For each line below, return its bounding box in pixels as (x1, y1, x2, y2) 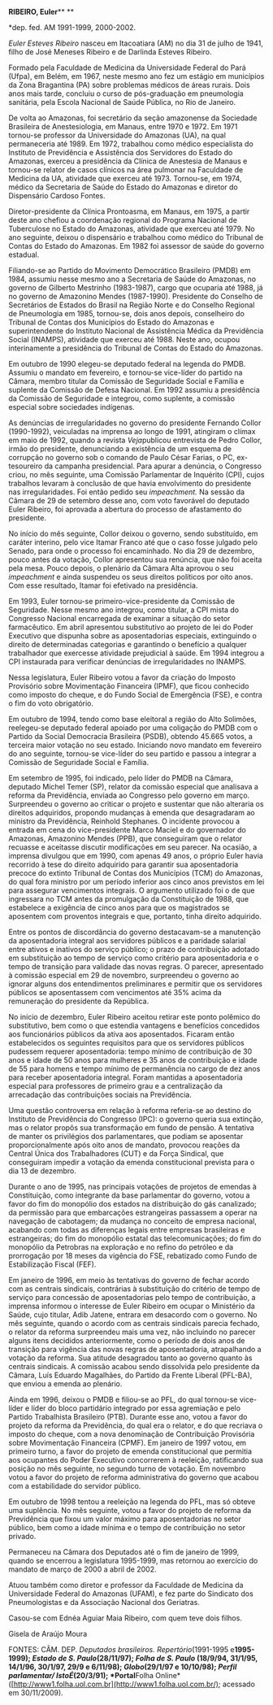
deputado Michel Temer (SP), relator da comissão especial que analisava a (8, 782, 258, 791)
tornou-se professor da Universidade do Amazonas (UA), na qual (8, 130, 226, 140)
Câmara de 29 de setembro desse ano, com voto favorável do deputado (8, 496, 250, 505)
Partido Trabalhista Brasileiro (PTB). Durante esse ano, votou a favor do (8, 1412, 248, 1421)
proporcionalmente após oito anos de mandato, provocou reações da (8, 1140, 240, 1150)
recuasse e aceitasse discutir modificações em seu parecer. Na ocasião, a (8, 842, 258, 852)
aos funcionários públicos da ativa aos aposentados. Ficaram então (8, 1029, 235, 1039)
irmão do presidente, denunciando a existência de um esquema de (8, 444, 232, 454)
